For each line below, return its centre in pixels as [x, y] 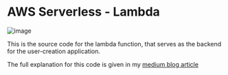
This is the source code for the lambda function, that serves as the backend [114, 44]
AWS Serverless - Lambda [83, 12]
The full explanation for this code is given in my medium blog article [103, 64]
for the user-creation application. [54, 51]
